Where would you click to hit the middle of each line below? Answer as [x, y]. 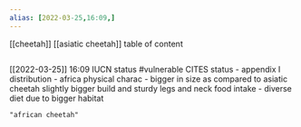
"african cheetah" [44, 114]
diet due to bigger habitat [57, 98]
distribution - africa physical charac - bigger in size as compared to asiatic [149, 79]
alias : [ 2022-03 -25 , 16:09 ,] [63, 18]
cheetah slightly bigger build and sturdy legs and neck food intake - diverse [151, 88]
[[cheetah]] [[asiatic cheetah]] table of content [96, 44]
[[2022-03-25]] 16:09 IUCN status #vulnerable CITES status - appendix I [145, 69]
